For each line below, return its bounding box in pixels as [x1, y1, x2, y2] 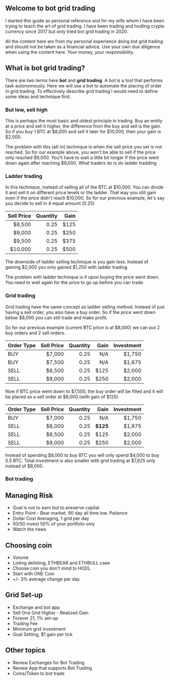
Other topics [5, 646, 46, 655]
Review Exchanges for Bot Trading [12, 659, 84, 665]
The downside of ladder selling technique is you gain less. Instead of [5, 259, 148, 265]
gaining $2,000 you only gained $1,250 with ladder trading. [5, 264, 129, 270]
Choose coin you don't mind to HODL [12, 565, 91, 571]
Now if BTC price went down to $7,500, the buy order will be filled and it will [5, 388, 163, 394]
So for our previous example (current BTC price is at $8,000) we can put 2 [5, 324, 160, 330]
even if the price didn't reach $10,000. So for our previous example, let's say [5, 195, 165, 201]
